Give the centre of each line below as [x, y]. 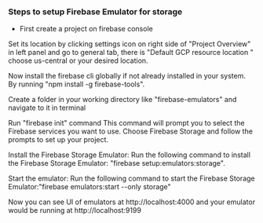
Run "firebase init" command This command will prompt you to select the [126, 123]
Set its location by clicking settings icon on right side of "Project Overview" [130, 44]
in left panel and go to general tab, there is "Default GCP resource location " [131, 53]
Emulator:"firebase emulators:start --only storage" [89, 187]
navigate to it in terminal [47, 108]
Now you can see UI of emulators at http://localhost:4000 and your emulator [132, 202]
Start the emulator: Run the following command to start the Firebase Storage [131, 178]
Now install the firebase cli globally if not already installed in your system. [127, 76]
